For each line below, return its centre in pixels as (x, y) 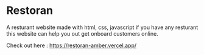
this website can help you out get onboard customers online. (82, 33)
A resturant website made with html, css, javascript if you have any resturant (102, 27)
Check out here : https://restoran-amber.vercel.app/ (72, 45)
